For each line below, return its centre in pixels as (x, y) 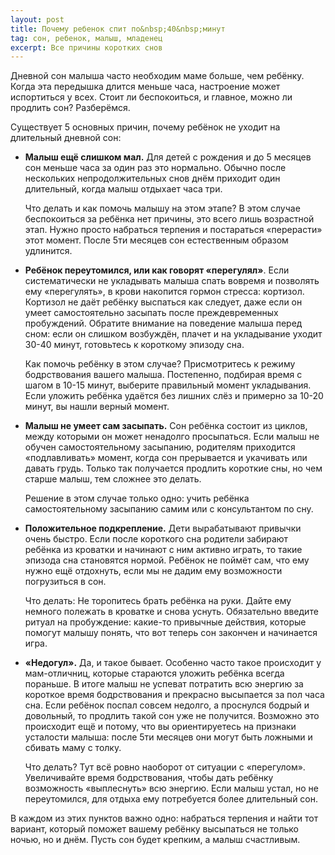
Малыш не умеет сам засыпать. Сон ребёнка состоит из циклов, (166, 426)
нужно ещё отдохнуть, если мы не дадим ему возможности (153, 571)
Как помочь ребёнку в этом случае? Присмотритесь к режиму (160, 364)
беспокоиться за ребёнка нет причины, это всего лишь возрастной (169, 219)
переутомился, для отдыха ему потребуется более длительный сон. (171, 799)
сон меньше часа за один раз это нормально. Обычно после (155, 168)
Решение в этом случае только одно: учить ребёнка (137, 498)
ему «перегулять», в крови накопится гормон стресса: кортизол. (164, 292)
